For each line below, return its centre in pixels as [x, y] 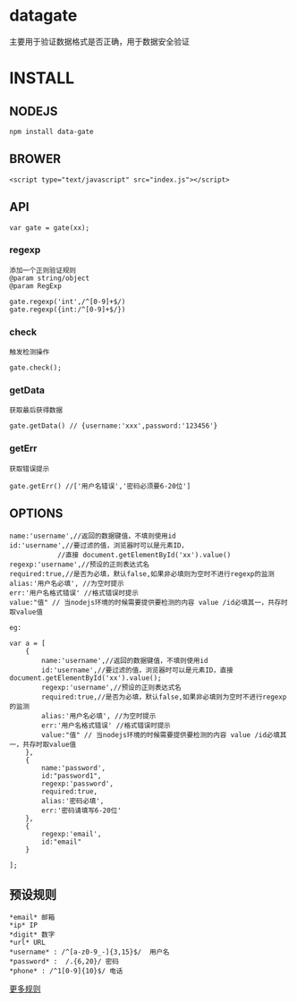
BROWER [35, 159]
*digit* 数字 [32, 935]
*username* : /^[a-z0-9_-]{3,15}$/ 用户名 [89, 952]
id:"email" [62, 842]
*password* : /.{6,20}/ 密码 [64, 962]
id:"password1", [72, 776]
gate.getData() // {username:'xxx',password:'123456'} [114, 426]
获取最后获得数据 [36, 411]
